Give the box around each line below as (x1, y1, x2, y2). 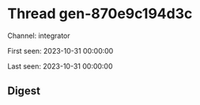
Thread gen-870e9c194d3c (7, 5, 193, 23)
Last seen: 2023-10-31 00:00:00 (7, 61, 113, 71)
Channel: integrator (7, 31, 70, 40)
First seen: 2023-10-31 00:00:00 (7, 46, 114, 55)
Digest (7, 84, 41, 98)
